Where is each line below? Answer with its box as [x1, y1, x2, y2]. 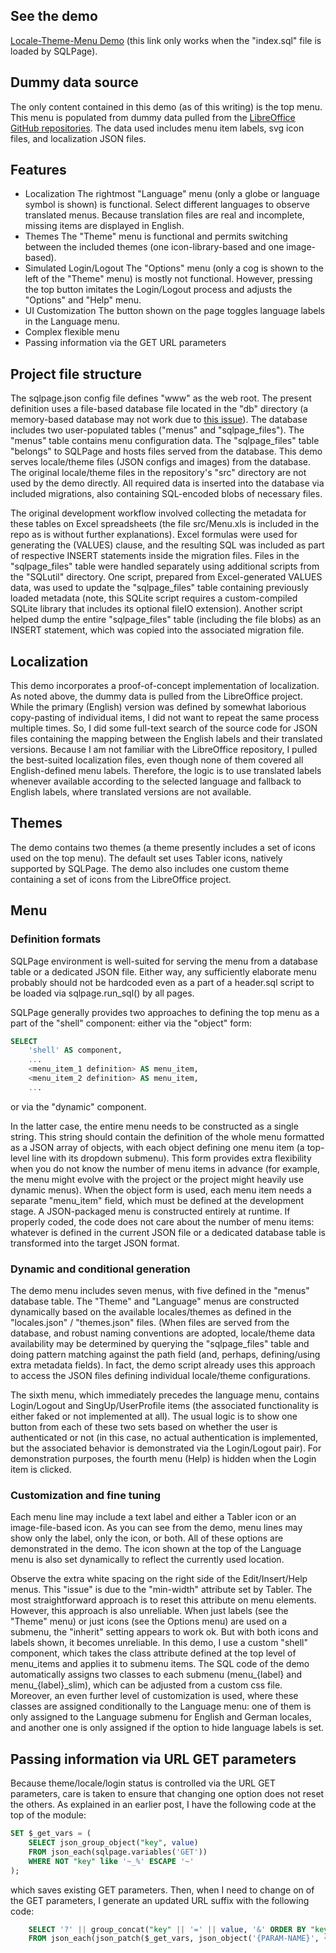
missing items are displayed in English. [24, 220, 185, 232]
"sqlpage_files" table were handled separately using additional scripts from [10, 560, 320, 573]
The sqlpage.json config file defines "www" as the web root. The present [10, 392, 312, 404]
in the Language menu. [24, 315, 120, 328]
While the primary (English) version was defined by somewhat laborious [10, 701, 307, 713]
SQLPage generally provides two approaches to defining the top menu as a [10, 1006, 320, 1018]
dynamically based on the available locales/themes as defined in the [10, 1306, 292, 1318]
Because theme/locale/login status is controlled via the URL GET [10, 1777, 277, 1789]
